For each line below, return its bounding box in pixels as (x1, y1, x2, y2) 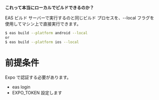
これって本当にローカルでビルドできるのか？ (5, 5, 95, 10)
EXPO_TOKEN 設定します (12, 89, 63, 96)
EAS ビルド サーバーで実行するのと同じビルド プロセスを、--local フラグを (5, 15, 154, 21)
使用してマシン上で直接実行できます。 (5, 21, 81, 27)
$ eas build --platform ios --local (5, 40, 79, 44)
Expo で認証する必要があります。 (5, 74, 71, 80)
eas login (12, 84, 31, 90)
